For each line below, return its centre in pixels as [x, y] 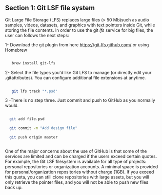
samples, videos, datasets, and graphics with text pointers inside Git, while [80, 25]
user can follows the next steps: [37, 35]
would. [12, 106]
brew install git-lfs [33, 63]
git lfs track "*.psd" [34, 91]
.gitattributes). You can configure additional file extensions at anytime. [76, 78]
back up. [14, 187]
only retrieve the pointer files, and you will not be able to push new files [77, 182]
